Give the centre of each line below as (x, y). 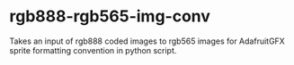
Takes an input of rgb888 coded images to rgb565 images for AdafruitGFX (147, 41)
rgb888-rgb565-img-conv (110, 16)
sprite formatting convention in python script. (93, 50)
